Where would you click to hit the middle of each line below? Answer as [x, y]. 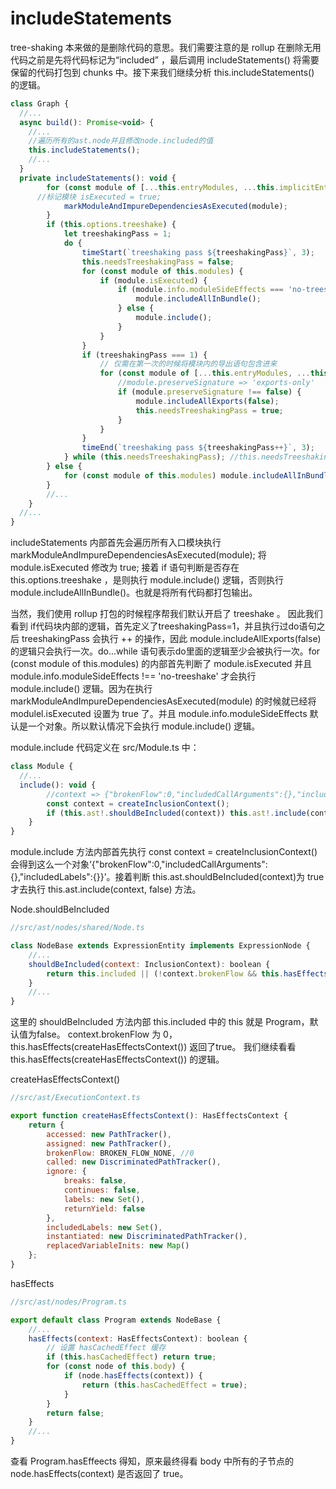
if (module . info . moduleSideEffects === [200, 290]
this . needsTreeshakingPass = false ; [158, 262]
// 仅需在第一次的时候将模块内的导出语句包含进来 [188, 364]
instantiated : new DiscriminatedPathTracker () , [147, 1237]
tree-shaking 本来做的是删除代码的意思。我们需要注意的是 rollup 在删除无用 [166, 47]
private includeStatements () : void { [98, 178]
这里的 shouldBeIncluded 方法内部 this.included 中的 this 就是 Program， [160, 1022]
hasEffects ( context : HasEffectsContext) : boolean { [138, 1338]
